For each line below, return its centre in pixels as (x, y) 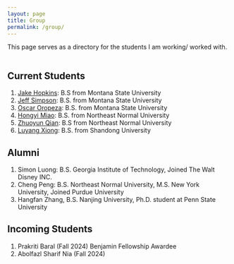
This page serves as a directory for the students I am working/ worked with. (117, 47)
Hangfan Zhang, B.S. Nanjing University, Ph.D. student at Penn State (117, 199)
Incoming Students (50, 229)
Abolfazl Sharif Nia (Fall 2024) (61, 253)
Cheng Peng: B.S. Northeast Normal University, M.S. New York (108, 185)
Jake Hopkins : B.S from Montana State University (89, 93)
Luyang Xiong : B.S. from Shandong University (84, 131)
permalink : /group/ (36, 27)
